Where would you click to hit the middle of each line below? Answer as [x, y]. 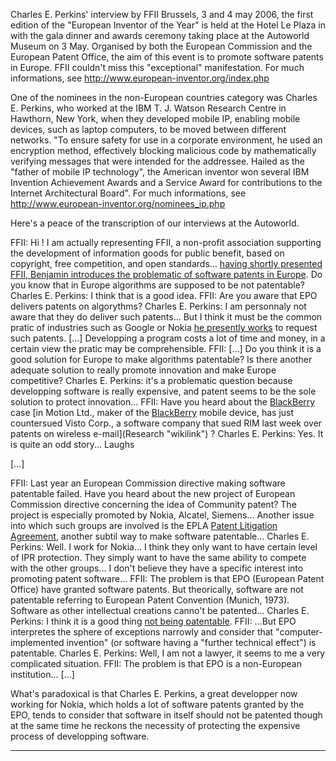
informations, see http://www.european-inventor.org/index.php [140, 78]
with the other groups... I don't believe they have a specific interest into [157, 568]
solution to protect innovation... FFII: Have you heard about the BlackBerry [163, 402]
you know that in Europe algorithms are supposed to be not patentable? [157, 285]
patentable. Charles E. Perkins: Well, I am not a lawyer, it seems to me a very [168, 653]
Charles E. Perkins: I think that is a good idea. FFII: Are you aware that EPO [164, 295]
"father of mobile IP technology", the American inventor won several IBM [160, 172]
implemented [37, 642]
